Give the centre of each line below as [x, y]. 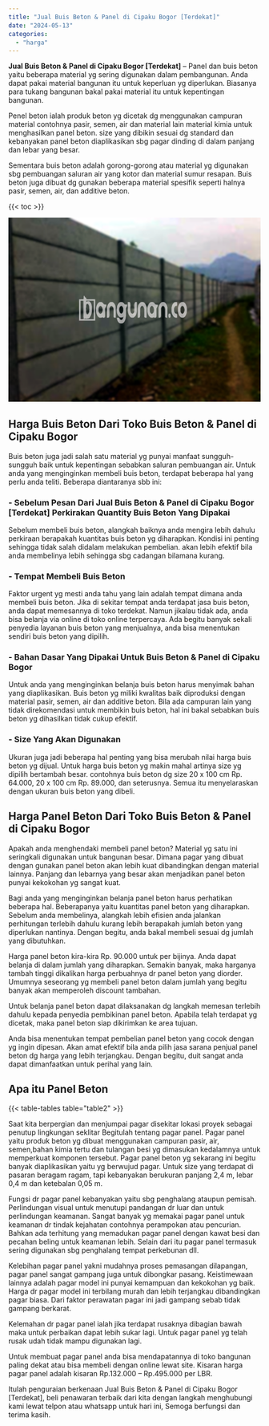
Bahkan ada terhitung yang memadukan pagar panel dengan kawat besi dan [134, 1233]
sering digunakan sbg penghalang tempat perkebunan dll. [104, 1250]
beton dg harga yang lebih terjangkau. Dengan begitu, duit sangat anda [126, 1055]
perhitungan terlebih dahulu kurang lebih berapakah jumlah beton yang [125, 924]
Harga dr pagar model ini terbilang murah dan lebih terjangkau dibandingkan [134, 1291]
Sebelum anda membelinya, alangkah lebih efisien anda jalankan [115, 915]
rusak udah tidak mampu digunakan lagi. [75, 1341]
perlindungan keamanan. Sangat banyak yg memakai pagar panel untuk [127, 1217]
